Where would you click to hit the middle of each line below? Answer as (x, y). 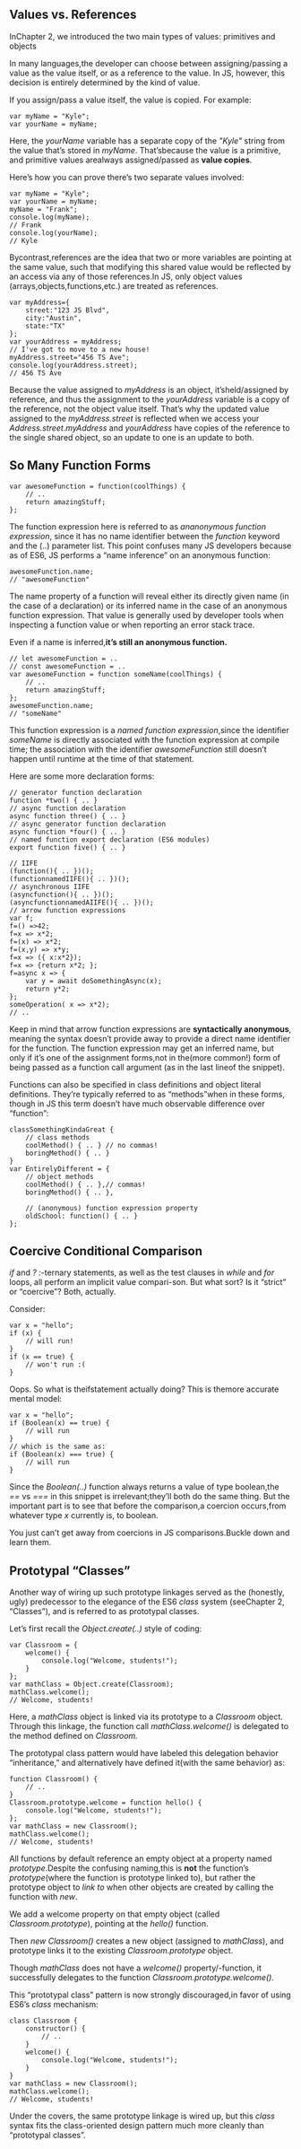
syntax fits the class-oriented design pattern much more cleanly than (137, 2126)
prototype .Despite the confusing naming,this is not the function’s (129, 1868)
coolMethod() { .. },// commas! (86, 1184)
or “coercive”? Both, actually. (63, 1292)
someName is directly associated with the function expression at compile (145, 739)
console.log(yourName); (54, 232)
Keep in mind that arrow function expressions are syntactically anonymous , (150, 1029)
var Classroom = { (43, 1646)
